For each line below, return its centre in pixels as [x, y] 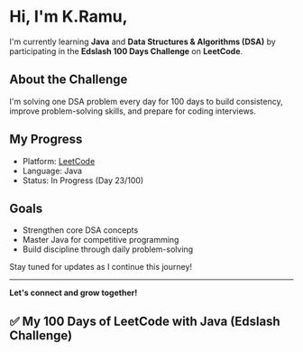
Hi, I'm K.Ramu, [69, 17]
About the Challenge [69, 80]
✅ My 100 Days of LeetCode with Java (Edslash [145, 321]
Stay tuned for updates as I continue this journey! [101, 267]
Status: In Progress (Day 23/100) [83, 180]
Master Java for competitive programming [101, 240]
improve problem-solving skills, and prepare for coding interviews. [133, 111]
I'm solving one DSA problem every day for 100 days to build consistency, [146, 101]
